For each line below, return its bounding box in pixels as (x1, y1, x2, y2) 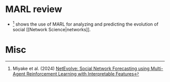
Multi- (151, 65, 163, 71)
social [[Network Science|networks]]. (12, 26, 91, 32)
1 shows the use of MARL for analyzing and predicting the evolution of (12, 20, 158, 27)
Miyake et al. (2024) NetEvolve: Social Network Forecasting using (12, 65, 150, 71)
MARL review (5, 4, 62, 15)
